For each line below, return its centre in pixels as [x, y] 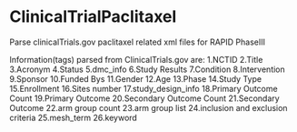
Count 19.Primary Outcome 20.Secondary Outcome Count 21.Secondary [144, 98]
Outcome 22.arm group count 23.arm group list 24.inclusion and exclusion [148, 107]
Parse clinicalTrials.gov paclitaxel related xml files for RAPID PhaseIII [138, 42]
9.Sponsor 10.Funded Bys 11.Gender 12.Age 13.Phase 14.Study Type [135, 78]
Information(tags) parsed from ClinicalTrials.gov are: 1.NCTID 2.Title [136, 59]
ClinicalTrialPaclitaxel [93, 17]
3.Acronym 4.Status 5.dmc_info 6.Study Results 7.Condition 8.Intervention [148, 69]
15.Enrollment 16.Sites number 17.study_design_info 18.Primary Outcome [144, 88]
